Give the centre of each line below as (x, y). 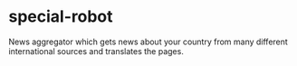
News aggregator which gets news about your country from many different (148, 42)
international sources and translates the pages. (96, 51)
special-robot (61, 17)
